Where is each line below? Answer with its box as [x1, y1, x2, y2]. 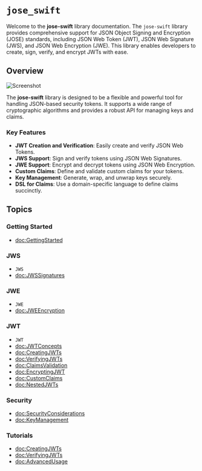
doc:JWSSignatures [15, 272, 65, 279]
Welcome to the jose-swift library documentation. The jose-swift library [6, 22, 188, 30]
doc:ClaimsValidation [15, 361, 68, 369]
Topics [6, 205, 33, 215]
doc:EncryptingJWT [15, 368, 65, 375]
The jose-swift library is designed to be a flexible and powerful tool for [6, 93, 183, 101]
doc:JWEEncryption [15, 307, 65, 314]
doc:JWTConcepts [15, 342, 62, 349]
